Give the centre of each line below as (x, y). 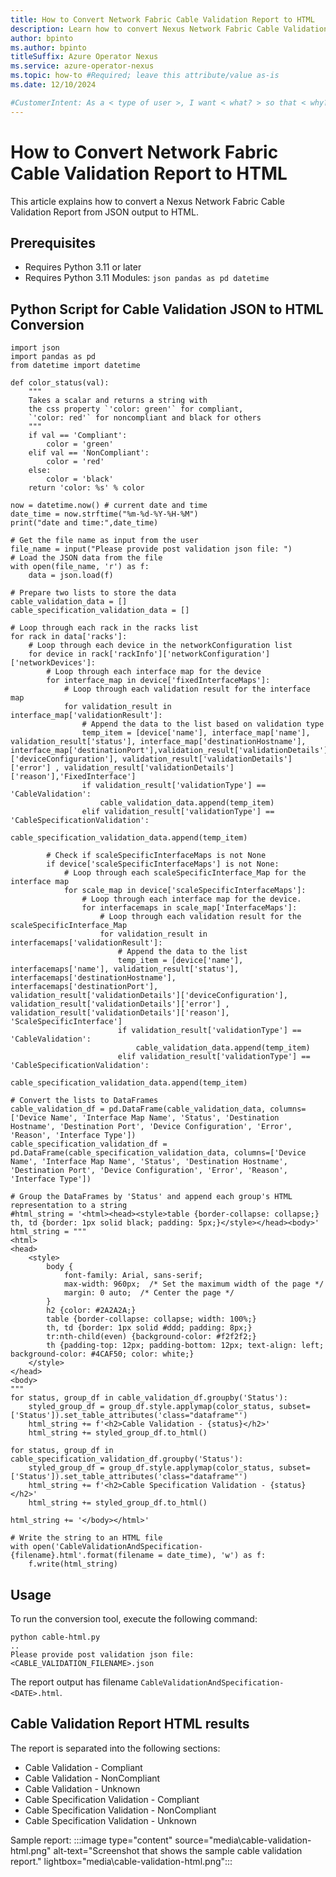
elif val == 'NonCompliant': (89, 453)
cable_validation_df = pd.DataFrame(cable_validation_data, (138, 1109)
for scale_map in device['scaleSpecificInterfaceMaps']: (185, 891)
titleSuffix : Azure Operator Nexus (84, 57)
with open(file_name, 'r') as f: (80, 567)
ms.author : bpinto (48, 47)
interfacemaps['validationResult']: (86, 943)
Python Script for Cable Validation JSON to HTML (167, 309)
